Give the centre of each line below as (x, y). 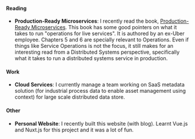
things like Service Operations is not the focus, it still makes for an (94, 46)
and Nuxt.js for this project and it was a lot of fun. (74, 130)
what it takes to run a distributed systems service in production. (91, 58)
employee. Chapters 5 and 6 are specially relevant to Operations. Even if (102, 40)
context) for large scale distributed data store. (70, 97)
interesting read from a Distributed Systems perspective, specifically (97, 52)
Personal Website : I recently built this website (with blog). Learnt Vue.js (101, 123)
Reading (16, 8)
